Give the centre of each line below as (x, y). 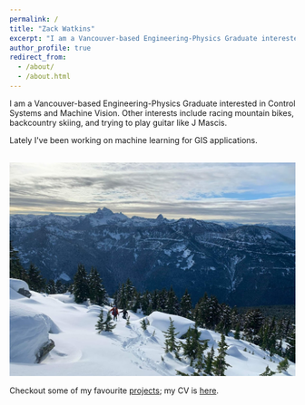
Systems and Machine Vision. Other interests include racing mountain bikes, (152, 112)
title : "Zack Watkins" (52, 29)
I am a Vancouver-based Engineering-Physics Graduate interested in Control (152, 103)
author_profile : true (50, 48)
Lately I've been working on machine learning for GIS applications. (133, 140)
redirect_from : (38, 58)
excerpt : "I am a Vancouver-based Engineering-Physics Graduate (133, 38)
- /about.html (44, 77)
